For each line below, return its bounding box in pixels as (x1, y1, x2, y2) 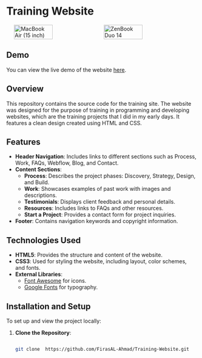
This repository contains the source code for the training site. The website (6, 100, 192, 107)
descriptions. (24, 191, 58, 199)
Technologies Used (6, 235, 81, 246)
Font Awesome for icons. (24, 277, 87, 284)
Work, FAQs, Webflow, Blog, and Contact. (15, 159, 119, 167)
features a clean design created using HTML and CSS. (6, 119, 143, 126)
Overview (6, 84, 44, 94)
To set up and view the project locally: (6, 317, 101, 325)
